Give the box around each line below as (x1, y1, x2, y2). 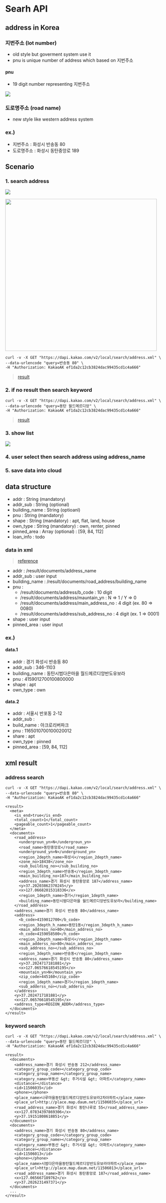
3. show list (5, 429, 34, 436)
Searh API (5, 3, 48, 15)
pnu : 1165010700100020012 (12, 728, 72, 734)
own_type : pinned (12, 739, 51, 745)
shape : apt (12, 681, 36, 687)
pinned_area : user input (12, 622, 63, 628)
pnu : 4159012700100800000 (12, 676, 74, 682)
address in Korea (5, 23, 60, 32)
